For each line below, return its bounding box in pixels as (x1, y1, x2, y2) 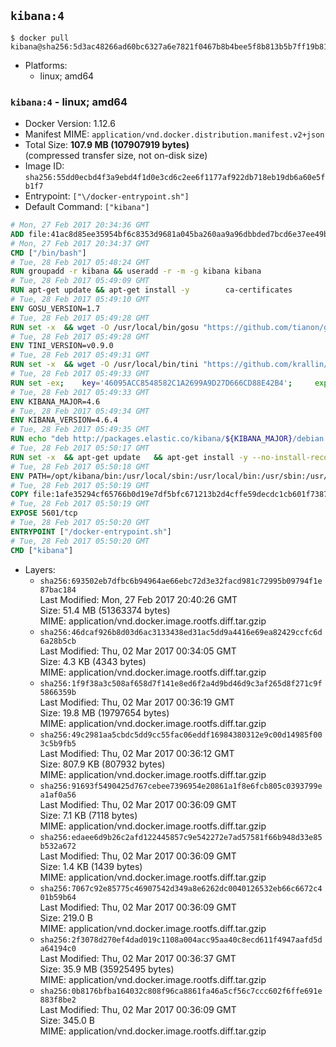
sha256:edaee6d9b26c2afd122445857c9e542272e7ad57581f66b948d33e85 (39, 832, 323, 842)
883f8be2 (39, 995, 77, 1005)
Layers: (24, 563, 56, 575)
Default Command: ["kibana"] (24, 201, 150, 213)
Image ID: (24, 160, 65, 172)
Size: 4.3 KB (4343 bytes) (39, 655, 147, 667)
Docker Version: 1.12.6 (24, 118, 116, 130)
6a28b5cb (39, 636, 77, 646)
